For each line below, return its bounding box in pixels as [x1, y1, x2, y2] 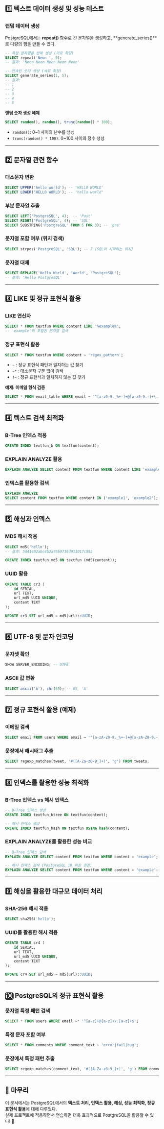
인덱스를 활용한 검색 [5, 480, 49, 486]
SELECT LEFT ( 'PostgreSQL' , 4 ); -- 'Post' [5, 214, 93, 218]
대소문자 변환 [5, 173, 34, 180]
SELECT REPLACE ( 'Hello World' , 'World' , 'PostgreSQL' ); [5, 271, 121, 276]
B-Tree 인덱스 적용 [5, 432, 47, 438]
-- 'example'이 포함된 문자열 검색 [5, 329, 68, 334]
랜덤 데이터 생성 [5, 23, 40, 29]
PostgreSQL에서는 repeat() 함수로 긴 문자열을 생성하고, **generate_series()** [5, 35, 157, 41]
